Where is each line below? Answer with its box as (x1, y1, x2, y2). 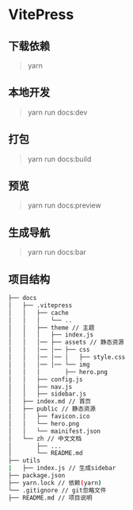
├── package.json (8, 472, 66, 480)
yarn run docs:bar (27, 247, 87, 257)
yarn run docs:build (27, 154, 92, 164)
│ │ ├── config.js (8, 376, 83, 383)
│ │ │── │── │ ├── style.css (8, 353, 126, 361)
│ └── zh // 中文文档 (8, 434, 82, 442)
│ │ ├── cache (8, 309, 69, 317)
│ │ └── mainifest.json (8, 427, 101, 435)
